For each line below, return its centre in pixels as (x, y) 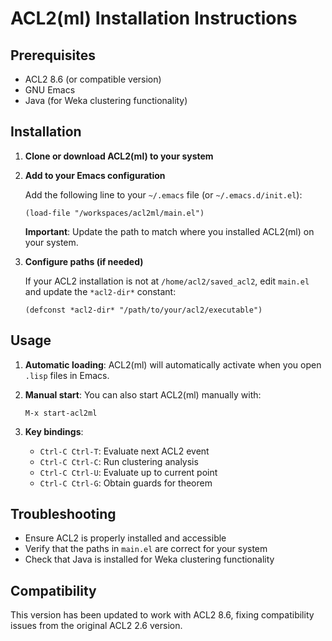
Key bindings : (54, 431)
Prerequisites (53, 55)
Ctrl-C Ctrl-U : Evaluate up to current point (128, 472)
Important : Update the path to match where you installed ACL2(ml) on (169, 231)
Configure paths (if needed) (84, 261)
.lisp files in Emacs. (67, 375)
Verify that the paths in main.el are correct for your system (146, 549)
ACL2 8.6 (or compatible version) (93, 79)
